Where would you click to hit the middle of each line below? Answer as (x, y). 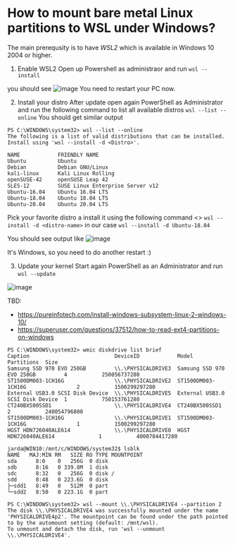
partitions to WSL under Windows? (112, 28)
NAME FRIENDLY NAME (53, 155)
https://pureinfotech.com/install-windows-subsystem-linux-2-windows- (122, 314)
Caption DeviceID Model (100, 356)
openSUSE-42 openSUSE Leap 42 (58, 179)
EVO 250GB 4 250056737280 (74, 375)
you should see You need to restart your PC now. (91, 88)
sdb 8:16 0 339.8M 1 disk (58, 467)
